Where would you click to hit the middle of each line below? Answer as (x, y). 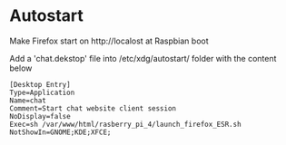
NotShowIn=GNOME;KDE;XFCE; (60, 132)
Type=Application (42, 92)
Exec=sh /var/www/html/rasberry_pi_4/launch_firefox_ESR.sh (126, 124)
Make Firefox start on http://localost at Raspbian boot (109, 41)
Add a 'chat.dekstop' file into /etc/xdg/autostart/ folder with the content (143, 58)
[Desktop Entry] (40, 84)
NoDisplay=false (40, 116)
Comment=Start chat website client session (93, 108)
